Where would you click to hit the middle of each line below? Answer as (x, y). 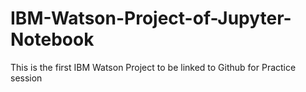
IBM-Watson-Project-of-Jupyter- (151, 18)
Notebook (52, 39)
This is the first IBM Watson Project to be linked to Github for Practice (153, 67)
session (26, 78)
